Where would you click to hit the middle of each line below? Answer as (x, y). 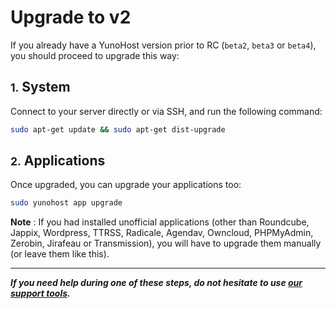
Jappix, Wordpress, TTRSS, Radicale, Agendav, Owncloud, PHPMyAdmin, (162, 233)
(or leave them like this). (60, 254)
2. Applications (58, 161)
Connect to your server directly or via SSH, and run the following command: (166, 111)
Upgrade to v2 (71, 17)
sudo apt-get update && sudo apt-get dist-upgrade (118, 129)
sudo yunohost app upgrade (66, 203)
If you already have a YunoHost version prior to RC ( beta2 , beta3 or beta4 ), (163, 45)
